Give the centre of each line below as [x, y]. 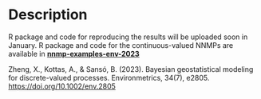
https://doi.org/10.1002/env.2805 [62, 86]
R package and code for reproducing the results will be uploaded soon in [128, 37]
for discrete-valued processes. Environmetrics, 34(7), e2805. [109, 77]
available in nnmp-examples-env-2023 [74, 53]
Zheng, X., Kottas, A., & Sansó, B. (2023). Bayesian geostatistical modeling [131, 69]
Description [48, 15]
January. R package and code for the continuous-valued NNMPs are [121, 45]
